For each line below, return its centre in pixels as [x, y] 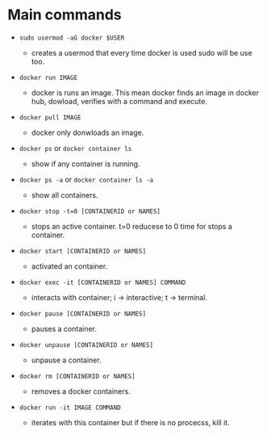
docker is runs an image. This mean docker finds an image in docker [145, 92]
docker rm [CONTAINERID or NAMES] [77, 376]
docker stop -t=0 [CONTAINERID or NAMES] [90, 211]
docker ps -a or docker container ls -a [86, 179]
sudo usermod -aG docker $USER [72, 38]
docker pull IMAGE [50, 117]
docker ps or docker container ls [75, 148]
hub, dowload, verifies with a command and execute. [119, 101]
